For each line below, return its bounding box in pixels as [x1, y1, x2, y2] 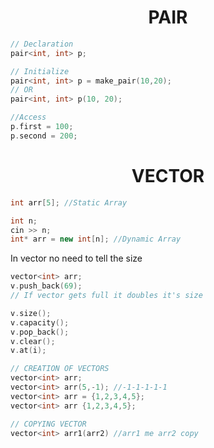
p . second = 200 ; [10, 131, 78, 141]
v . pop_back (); [10, 327, 70, 337]
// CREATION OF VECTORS [10, 364, 110, 374]
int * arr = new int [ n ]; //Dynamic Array [10, 234, 182, 245]
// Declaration [10, 39, 74, 49]
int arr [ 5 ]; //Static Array [10, 197, 128, 208]
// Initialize [10, 66, 70, 76]
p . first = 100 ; [10, 122, 74, 132]
